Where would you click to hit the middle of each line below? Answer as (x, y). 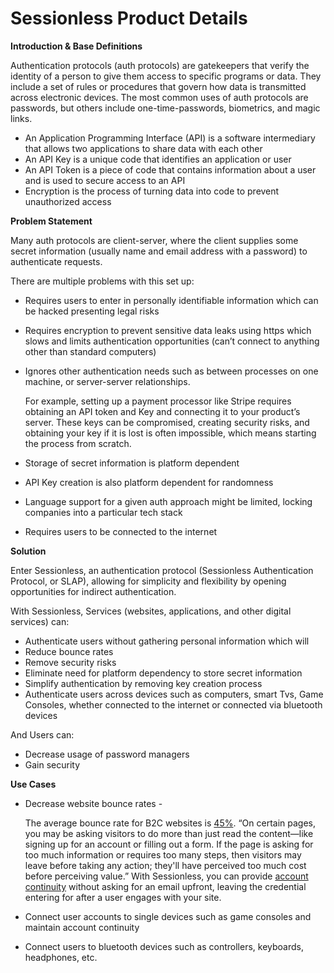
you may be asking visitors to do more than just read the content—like (169, 833)
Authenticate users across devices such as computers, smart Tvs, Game (174, 694)
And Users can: (42, 734)
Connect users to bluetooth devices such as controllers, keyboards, (164, 946)
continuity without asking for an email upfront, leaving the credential (165, 886)
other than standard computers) (90, 351)
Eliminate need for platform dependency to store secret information (163, 673)
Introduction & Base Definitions (76, 46)
